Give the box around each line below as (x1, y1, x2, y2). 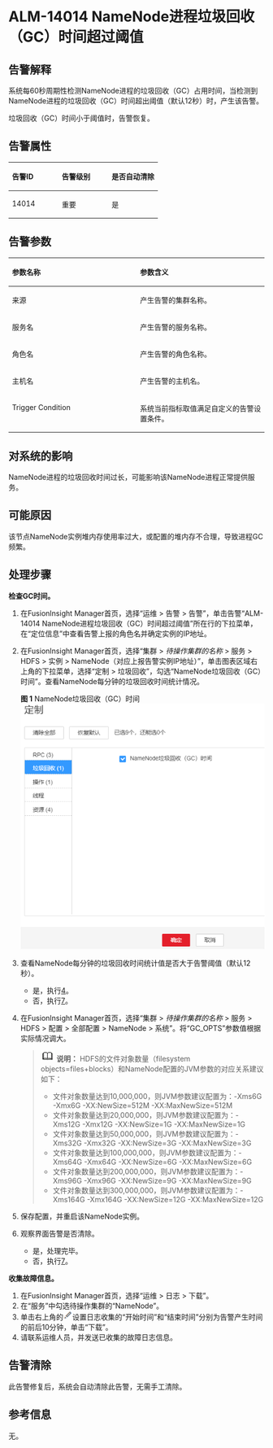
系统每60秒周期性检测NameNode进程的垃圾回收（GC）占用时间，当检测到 (8, 86, 258, 95)
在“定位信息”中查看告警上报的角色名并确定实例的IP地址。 (19, 628, 211, 639)
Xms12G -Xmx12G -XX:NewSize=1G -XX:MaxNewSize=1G (52, 1119, 246, 1129)
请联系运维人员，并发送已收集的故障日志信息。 (19, 1332, 177, 1342)
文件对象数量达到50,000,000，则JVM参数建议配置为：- (52, 1129, 239, 1139)
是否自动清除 (111, 172, 154, 181)
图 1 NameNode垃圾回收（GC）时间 (19, 693, 141, 704)
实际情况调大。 (19, 1034, 71, 1043)
